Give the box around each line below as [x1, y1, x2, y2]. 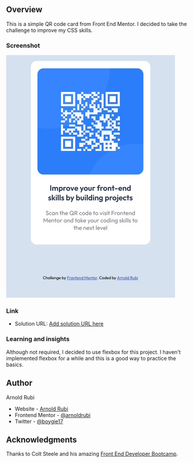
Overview [6, 5, 43, 15]
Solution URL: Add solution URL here [14, 320, 104, 327]
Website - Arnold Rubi [14, 405, 69, 412]
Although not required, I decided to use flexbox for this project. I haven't [6, 348, 181, 356]
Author [6, 378, 32, 388]
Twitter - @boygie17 [14, 418, 64, 425]
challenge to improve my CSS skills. [6, 27, 93, 34]
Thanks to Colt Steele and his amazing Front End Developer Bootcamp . [6, 451, 178, 458]
